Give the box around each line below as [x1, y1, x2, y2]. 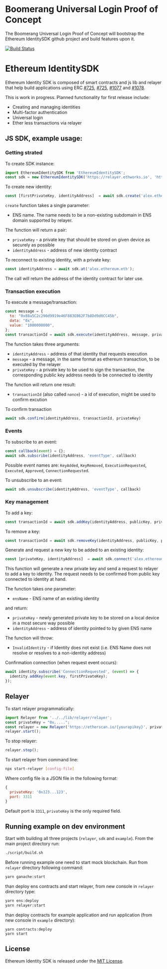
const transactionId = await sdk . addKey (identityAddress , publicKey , [5, 519, 153, 524]
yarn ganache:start [5, 874, 46, 879]
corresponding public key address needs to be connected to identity [12, 372, 153, 378]
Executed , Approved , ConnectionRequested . [5, 467, 89, 474]
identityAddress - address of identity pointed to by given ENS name [12, 625, 152, 631]
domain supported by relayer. [12, 218, 73, 224]
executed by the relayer [12, 361, 61, 367]
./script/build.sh [5, 850, 43, 855]
